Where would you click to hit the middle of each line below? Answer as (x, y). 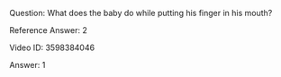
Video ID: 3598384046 (52, 47)
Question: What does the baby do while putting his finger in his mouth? (141, 13)
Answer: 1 (27, 65)
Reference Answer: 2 (48, 30)
